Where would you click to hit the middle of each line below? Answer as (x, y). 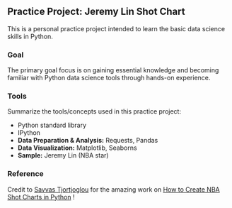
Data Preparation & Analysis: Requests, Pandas (88, 141)
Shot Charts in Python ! (41, 197)
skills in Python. (30, 36)
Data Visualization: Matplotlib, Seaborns (77, 148)
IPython (29, 133)
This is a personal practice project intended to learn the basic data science (116, 28)
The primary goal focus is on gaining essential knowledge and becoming (113, 70)
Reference (25, 174)
